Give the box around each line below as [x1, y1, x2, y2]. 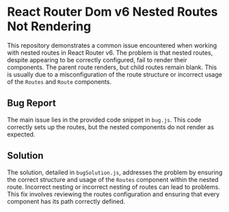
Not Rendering [7, 18, 92, 34]
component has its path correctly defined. [7, 197, 126, 205]
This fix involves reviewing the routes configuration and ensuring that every [7, 189, 220, 198]
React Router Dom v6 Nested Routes [7, 4, 218, 20]
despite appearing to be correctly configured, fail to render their [7, 55, 188, 64]
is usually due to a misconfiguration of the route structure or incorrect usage [7, 70, 222, 79]
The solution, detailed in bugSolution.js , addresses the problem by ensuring [7, 168, 223, 176]
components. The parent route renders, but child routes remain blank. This [7, 63, 217, 71]
